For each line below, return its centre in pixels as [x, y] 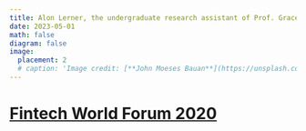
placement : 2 [42, 60]
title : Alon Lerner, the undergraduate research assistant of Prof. [142, 18]
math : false [32, 35]
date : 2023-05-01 [42, 26]
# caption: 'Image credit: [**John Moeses [99, 69]
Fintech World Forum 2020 [113, 114]
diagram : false [38, 43]
